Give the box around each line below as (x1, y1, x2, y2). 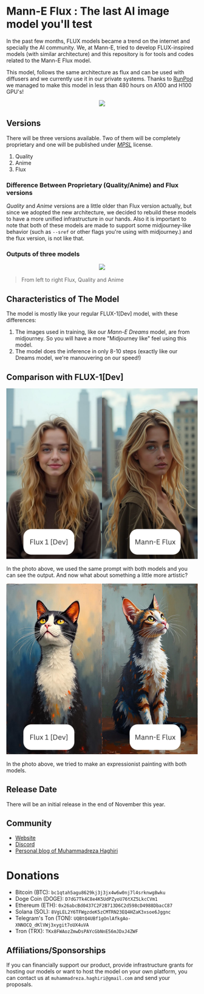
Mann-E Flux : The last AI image (6, 4, 170, 18)
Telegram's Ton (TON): (15, 915, 73, 922)
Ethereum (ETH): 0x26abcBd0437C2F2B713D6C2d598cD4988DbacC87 (15, 901, 173, 909)
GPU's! (6, 88, 24, 95)
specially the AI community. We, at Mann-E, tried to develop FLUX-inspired (6, 44, 194, 51)
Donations (6, 869, 59, 883)
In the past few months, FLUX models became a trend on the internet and (6, 37, 190, 44)
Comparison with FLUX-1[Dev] (6, 372, 124, 382)
